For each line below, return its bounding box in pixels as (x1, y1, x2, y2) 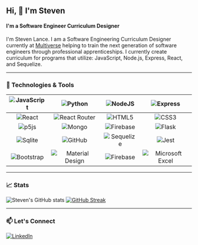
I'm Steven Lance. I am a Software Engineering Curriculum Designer (6, 35, 171, 42)
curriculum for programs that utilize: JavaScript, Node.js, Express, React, (6, 54, 183, 61)
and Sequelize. (6, 60, 42, 68)
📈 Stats (6, 181, 29, 189)
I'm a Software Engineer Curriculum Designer (6, 22, 120, 29)
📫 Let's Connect (6, 217, 55, 226)
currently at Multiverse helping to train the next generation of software (6, 42, 177, 49)
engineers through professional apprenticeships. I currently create (6, 48, 167, 55)
